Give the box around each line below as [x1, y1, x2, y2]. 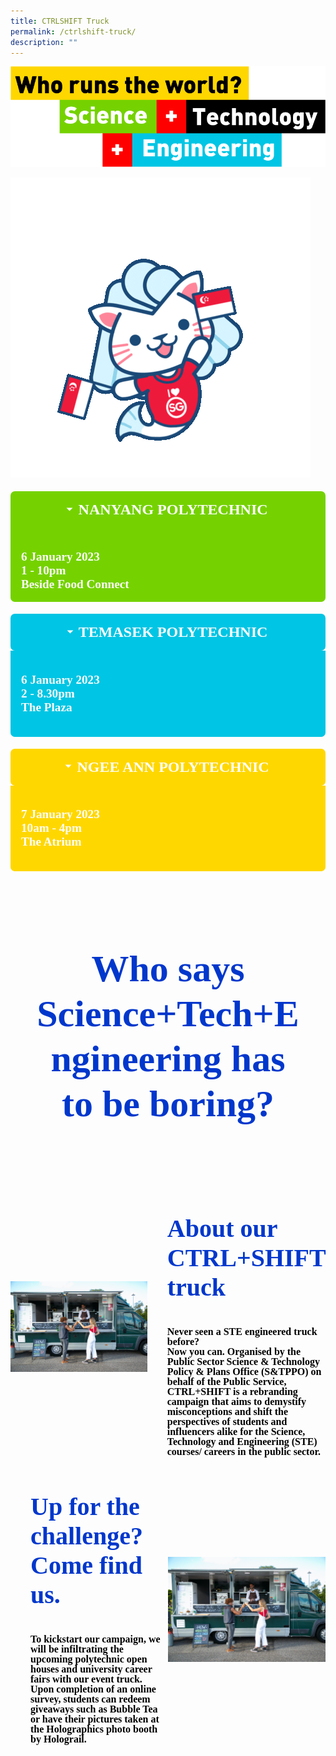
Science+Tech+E [36, 992, 300, 1035]
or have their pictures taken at [30, 1713, 160, 1725]
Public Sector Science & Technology [166, 1355, 320, 1367]
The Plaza [21, 700, 73, 714]
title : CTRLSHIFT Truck [10, 16, 110, 26]
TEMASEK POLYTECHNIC [78, 623, 268, 641]
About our [166, 1213, 278, 1243]
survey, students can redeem [30, 1693, 151, 1705]
